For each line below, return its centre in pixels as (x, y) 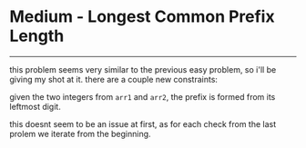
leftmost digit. (35, 106)
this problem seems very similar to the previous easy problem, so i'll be (143, 69)
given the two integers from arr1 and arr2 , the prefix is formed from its (143, 96)
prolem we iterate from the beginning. (81, 133)
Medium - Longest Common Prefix (142, 17)
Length (37, 36)
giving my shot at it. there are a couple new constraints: (114, 79)
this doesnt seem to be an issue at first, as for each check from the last (143, 123)
